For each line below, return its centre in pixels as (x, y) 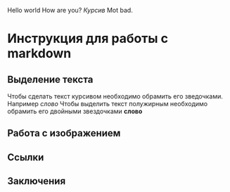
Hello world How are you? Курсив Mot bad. (70, 10)
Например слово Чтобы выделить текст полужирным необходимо (108, 104)
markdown (39, 54)
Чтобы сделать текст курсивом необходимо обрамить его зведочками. (115, 96)
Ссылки (26, 157)
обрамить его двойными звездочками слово (75, 111)
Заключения (37, 181)
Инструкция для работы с (88, 39)
